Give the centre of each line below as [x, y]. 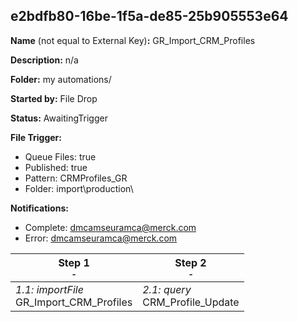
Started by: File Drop [54, 98]
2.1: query [167, 289]
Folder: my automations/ [61, 79]
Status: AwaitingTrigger [59, 118]
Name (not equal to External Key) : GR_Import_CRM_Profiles [133, 40]
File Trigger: [36, 137]
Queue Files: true [60, 156]
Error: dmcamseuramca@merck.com [101, 238]
